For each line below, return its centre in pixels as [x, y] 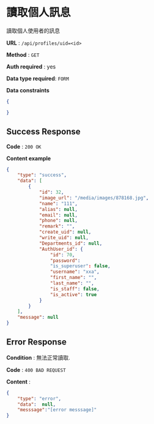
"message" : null [38, 318]
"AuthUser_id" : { [61, 249]
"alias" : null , [58, 209]
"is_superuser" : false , [80, 266]
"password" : [65, 261]
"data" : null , [37, 404]
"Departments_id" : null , [71, 243]
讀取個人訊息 [39, 13]
